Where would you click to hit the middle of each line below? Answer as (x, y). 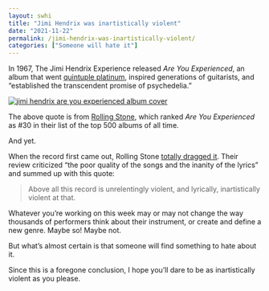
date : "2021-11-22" (41, 31)
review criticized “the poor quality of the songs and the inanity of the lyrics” (133, 165)
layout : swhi (30, 16)
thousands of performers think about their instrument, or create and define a (135, 222)
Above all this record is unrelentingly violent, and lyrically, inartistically (144, 189)
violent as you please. (45, 279)
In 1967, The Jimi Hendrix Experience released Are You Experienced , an (126, 68)
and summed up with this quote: (61, 174)
